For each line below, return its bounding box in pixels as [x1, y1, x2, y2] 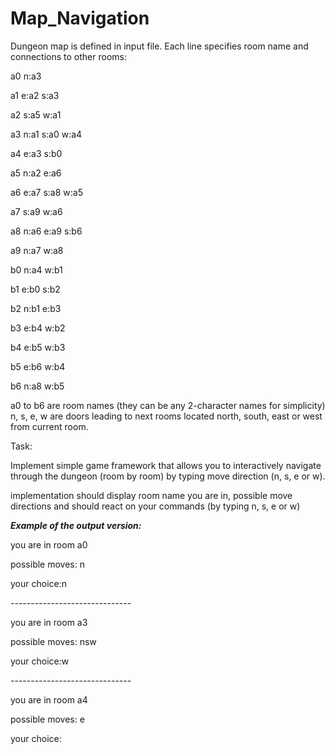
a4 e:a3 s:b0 [10, 147, 63, 159]
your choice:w [10, 655, 70, 667]
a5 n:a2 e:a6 [10, 167, 62, 179]
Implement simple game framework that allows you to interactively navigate [10, 459, 322, 471]
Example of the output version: [10, 519, 142, 531]
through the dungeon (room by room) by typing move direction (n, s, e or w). [10, 470, 326, 482]
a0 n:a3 [10, 70, 42, 82]
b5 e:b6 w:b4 [10, 360, 66, 372]
